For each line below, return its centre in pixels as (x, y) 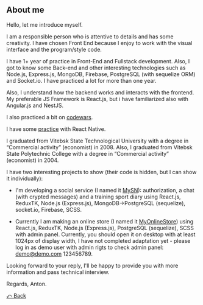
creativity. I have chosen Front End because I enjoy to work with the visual (99, 43)
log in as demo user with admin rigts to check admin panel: (89, 247)
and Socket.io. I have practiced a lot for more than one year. (81, 80)
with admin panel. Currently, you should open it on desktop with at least (105, 234)
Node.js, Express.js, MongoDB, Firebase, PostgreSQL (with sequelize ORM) (101, 74)
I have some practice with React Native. (56, 129)
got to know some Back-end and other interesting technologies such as (96, 68)
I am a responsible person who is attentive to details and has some (90, 37)
